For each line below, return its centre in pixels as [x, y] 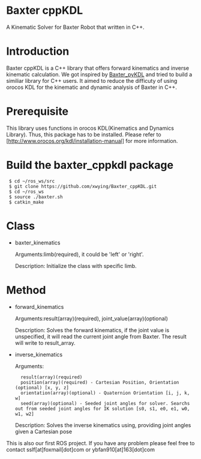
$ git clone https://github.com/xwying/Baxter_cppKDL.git [83, 186]
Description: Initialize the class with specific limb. [76, 266]
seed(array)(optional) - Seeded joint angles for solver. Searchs [105, 403]
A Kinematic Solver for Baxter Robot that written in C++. [75, 27]
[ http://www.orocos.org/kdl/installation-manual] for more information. [92, 141]
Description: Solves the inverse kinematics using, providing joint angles [103, 425]
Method [26, 290]
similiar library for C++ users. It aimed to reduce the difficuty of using [92, 81]
